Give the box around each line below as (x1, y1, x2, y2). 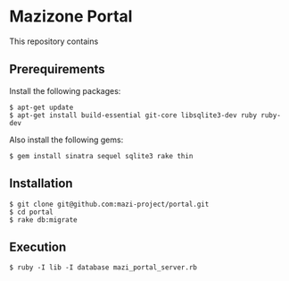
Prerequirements (9, 62, 105, 77)
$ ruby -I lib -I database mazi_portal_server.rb (9, 263, 198, 272)
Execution (9, 239, 67, 254)
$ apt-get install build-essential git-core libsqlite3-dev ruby (9, 110, 257, 120)
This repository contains (9, 36, 99, 47)
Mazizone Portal (9, 6, 133, 27)
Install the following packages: (9, 85, 121, 96)
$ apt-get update (9, 103, 74, 112)
